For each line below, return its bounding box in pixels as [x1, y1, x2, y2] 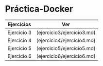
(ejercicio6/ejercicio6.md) [36, 52, 96, 59]
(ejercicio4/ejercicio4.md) [36, 37, 96, 44]
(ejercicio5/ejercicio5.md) [36, 45, 96, 51]
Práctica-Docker [5, 3, 73, 15]
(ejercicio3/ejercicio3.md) [36, 29, 96, 36]
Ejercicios [8, 21, 32, 28]
